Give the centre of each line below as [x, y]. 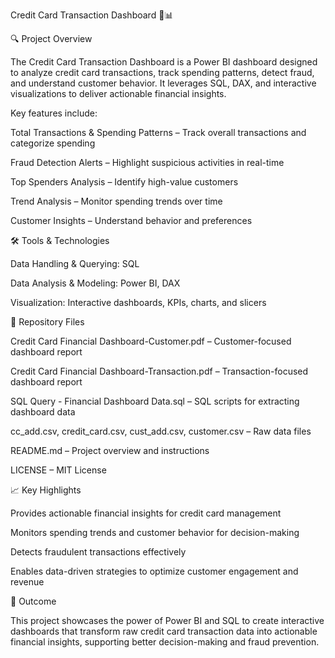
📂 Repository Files [47, 322]
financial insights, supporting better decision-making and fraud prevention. [165, 642]
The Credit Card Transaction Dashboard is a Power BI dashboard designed [164, 62]
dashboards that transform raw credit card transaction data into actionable [164, 631]
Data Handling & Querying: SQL [75, 263]
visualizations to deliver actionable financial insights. [118, 93]
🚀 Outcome [33, 601]
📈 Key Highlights [46, 490]
